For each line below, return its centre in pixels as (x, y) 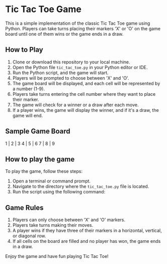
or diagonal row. (29, 236)
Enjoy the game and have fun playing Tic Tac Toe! (57, 256)
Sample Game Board (38, 131)
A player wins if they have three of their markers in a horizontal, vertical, (87, 231)
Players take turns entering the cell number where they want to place (84, 94)
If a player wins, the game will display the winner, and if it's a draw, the (86, 110)
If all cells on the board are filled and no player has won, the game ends (87, 241)
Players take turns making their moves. (53, 225)
